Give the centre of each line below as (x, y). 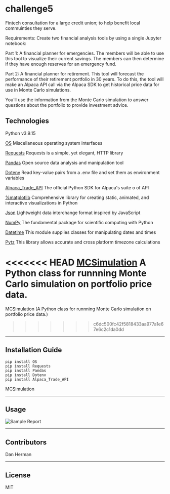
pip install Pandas (26, 370)
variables (15, 178)
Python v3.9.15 (20, 133)
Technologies (27, 121)
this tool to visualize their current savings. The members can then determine (85, 58)
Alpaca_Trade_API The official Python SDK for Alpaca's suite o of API (77, 187)
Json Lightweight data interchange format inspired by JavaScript (73, 213)
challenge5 (29, 9)
